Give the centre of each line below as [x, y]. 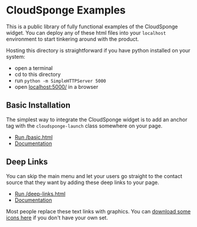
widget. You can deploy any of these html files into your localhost [86, 32]
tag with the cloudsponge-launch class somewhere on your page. [84, 126]
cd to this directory [38, 74]
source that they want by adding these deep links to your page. [83, 182]
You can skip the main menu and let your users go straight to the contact [94, 176]
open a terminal [34, 68]
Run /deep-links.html [40, 193]
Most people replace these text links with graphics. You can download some [98, 211]
